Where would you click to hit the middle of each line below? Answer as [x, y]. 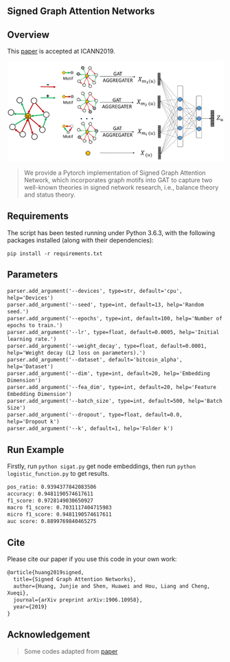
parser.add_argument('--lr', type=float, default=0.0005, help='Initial [113, 333]
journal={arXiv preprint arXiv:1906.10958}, [78, 600]
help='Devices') [30, 298]
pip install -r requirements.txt [55, 254]
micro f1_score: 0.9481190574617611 [59, 515]
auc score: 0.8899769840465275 [52, 522]
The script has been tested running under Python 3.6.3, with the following [111, 232]
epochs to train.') [35, 326]
